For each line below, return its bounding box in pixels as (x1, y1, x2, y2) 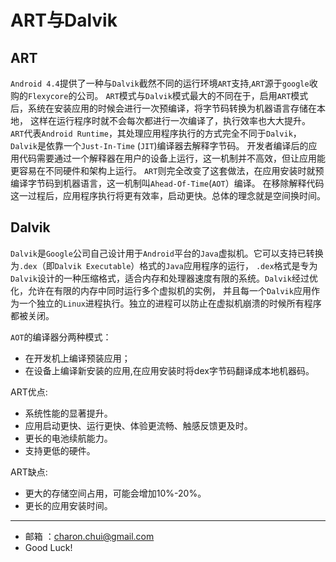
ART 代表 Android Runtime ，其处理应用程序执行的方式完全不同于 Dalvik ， (10, 127, 302, 139)
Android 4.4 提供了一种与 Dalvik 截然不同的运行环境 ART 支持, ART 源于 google (10, 77, 310, 89)
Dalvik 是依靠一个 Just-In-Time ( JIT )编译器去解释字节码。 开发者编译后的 (10, 140, 309, 151)
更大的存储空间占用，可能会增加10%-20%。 (24, 487, 207, 499)
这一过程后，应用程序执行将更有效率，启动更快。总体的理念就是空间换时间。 (10, 190, 326, 201)
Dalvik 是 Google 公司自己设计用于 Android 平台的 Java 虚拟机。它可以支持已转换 (10, 247, 324, 259)
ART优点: (10, 386, 48, 398)
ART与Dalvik (10, 9, 118, 32)
